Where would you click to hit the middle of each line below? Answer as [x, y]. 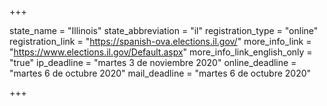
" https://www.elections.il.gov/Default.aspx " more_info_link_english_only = [161, 52]
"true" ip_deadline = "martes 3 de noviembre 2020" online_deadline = [153, 62]
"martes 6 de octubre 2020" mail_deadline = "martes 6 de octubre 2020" [160, 73]
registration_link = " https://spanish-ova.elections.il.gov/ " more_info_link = [160, 41]
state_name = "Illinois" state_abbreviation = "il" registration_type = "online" [164, 30]
